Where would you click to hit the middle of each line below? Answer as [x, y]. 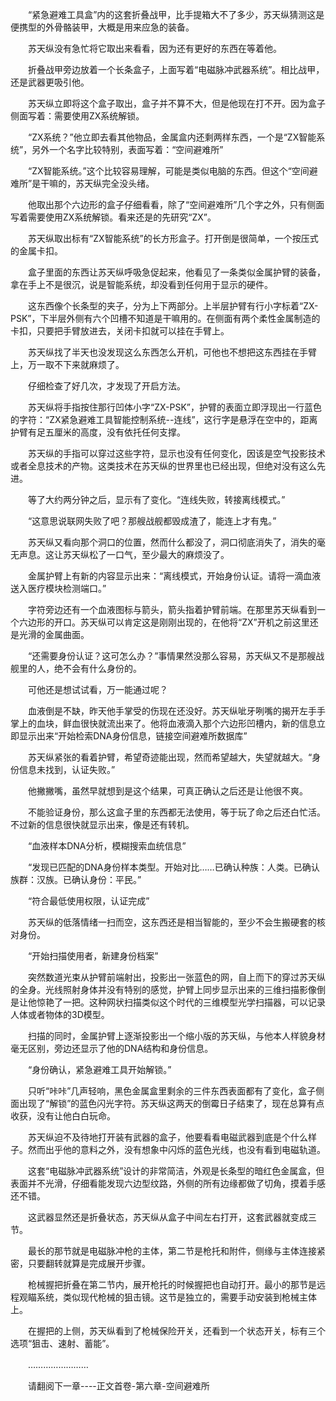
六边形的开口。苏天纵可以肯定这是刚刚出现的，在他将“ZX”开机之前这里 [164, 622]
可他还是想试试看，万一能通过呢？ [97, 689]
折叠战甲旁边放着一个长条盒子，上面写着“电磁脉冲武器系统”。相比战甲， [176, 69]
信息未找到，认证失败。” [67, 769]
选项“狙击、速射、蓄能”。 [62, 1343]
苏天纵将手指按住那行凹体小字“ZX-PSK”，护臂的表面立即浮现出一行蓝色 [174, 407]
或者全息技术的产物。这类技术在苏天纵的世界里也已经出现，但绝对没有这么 [163, 466]
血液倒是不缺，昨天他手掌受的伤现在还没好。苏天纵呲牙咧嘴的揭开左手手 [176, 711]
